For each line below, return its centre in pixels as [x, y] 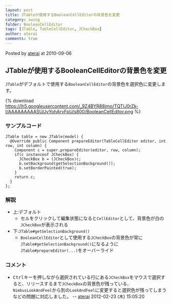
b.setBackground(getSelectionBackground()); [67, 164]
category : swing [23, 19]
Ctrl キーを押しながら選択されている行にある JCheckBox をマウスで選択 [87, 277]
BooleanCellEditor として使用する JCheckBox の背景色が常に [82, 238]
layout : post [19, 10]
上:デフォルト [27, 212]
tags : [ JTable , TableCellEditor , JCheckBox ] [53, 29]
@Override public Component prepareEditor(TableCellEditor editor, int [88, 141]
